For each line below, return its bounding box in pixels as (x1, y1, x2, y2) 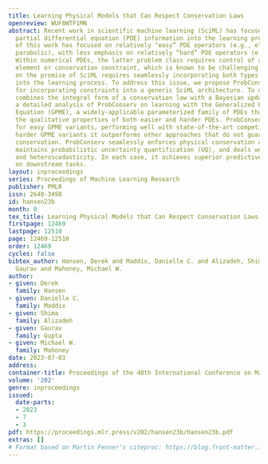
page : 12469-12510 (8, 235, 69, 243)
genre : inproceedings (8, 383, 81, 392)
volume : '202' (8, 376, 56, 384)
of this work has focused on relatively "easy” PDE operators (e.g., (15, 42, 251, 50)
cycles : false (8, 250, 56, 258)
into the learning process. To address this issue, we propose (15, 78, 230, 86)
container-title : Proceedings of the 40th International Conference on (8, 369, 251, 377)
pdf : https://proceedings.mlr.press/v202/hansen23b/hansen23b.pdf (8, 428, 234, 436)
